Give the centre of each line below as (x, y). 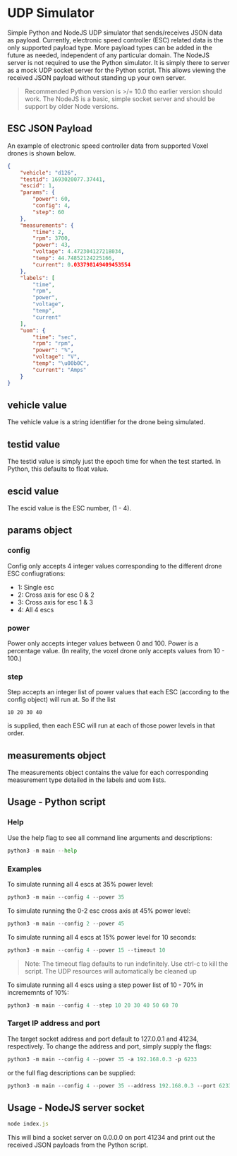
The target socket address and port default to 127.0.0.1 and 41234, (103, 1039)
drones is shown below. (42, 153)
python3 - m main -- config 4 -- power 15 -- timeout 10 (86, 950)
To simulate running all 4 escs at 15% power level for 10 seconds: (102, 937)
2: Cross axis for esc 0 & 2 (56, 595)
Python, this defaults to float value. (58, 469)
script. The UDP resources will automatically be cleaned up (111, 971)
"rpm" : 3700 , (52, 238)
